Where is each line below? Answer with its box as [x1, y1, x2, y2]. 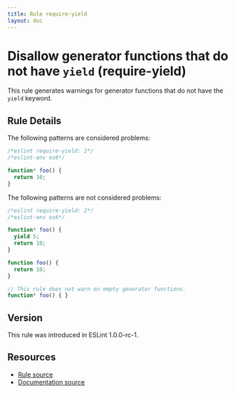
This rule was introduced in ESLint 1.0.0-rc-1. [7, 331, 139, 340]
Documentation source [17, 377, 85, 386]
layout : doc [7, 17, 43, 24]
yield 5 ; [14, 233, 40, 240]
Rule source [17, 370, 53, 379]
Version [7, 312, 43, 324]
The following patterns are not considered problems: [7, 193, 162, 202]
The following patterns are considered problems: [7, 133, 151, 143]
